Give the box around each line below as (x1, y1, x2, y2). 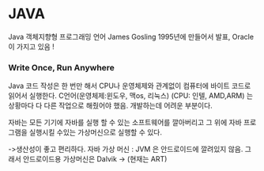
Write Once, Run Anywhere (8, 62, 115, 73)
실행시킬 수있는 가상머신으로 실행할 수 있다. (28, 127, 163, 137)
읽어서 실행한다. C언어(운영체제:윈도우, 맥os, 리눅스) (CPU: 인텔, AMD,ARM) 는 (8, 91, 254, 101)
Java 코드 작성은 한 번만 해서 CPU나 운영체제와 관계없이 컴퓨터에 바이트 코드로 (8, 81, 251, 91)
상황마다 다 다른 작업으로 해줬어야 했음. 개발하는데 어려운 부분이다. (8, 101, 213, 111)
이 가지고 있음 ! (8, 41, 55, 51)
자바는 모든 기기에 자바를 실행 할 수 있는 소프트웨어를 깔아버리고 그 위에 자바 (8, 118, 243, 127)
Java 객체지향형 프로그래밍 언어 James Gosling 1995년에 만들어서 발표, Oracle (8, 32, 255, 41)
